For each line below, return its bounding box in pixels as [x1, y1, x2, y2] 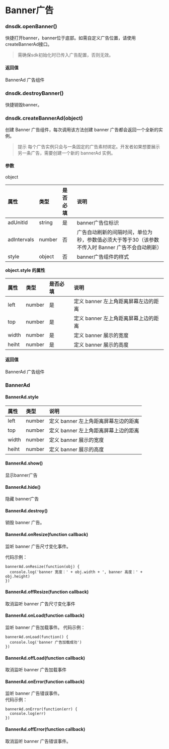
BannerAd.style [5, 394, 39, 400]
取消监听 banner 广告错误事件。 [5, 738, 71, 744]
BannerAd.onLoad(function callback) [5, 612, 84, 618]
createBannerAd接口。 [5, 41, 52, 47]
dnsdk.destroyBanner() [5, 89, 64, 96]
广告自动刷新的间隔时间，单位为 [76, 229, 152, 236]
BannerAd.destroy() [5, 507, 48, 513]
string [39, 219, 53, 226]
